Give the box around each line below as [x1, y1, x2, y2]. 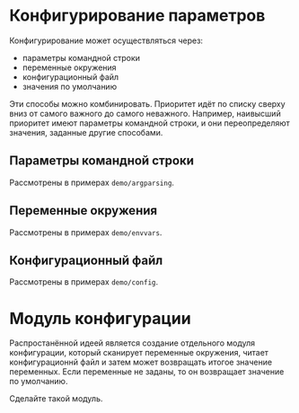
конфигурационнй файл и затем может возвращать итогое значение [9, 356, 272, 368]
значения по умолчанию [22, 81, 118, 92]
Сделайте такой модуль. [9, 393, 103, 404]
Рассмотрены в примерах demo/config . [9, 277, 159, 287]
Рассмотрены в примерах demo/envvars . [9, 226, 163, 238]
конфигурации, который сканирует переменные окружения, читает [9, 347, 269, 358]
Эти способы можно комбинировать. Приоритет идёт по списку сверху [9, 98, 286, 109]
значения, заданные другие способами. [9, 127, 163, 137]
